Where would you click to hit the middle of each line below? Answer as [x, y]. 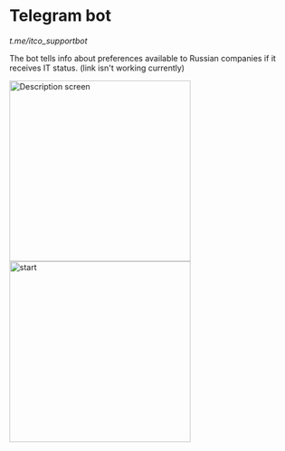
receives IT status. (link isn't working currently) [97, 68]
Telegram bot [60, 16]
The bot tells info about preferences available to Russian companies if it [142, 58]
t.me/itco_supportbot [48, 41]
